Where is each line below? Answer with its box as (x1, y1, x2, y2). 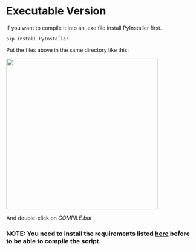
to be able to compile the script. (6, 237, 102, 245)
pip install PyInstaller (6, 36, 69, 42)
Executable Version (6, 4, 106, 18)
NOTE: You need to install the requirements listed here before (6, 229, 191, 238)
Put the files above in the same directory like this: (6, 46, 129, 54)
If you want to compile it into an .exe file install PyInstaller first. (6, 24, 162, 31)
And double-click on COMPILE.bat (6, 214, 92, 221)
